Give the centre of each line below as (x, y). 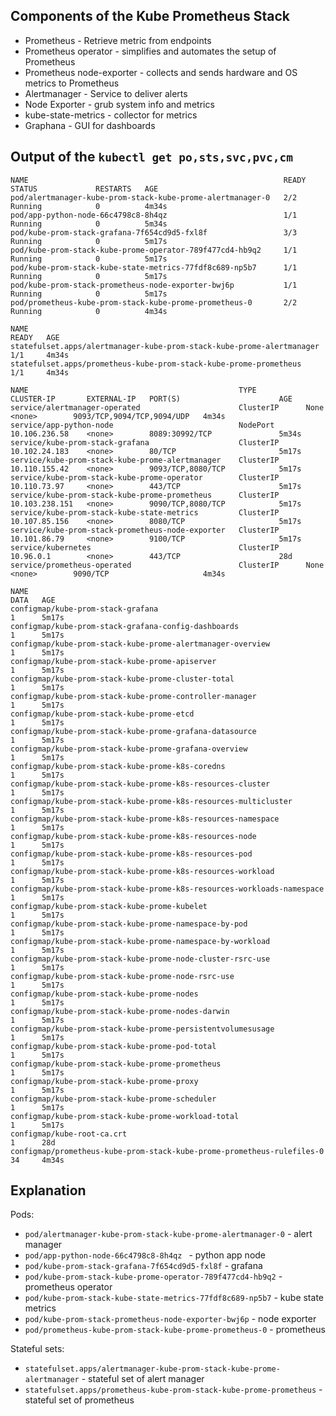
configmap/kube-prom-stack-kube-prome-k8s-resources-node (133, 836)
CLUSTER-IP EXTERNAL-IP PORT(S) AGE (151, 399)
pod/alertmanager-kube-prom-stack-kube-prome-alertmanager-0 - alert (168, 1234)
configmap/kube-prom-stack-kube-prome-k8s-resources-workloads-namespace (167, 889)
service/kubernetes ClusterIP (145, 547)
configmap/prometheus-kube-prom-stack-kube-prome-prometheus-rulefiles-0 (167, 1151)
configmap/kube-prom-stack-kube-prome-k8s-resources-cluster (140, 784)
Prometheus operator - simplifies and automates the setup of (150, 51)
